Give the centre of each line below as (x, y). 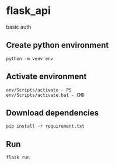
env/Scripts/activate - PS (39, 90)
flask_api (28, 11)
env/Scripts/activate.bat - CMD (45, 95)
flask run (18, 158)
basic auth (19, 27)
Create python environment (57, 45)
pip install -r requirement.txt (45, 127)
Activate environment (46, 77)
